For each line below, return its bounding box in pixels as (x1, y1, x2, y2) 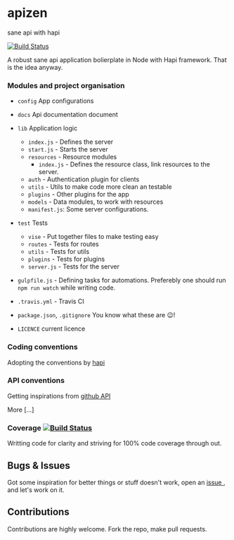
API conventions (7, 376, 65, 386)
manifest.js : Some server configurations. (27, 205, 149, 214)
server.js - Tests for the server (27, 262, 120, 271)
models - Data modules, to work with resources (27, 197, 164, 206)
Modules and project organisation (7, 80, 125, 90)
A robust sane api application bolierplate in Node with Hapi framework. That (7, 55, 227, 64)
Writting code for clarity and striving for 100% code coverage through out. (7, 439, 222, 448)
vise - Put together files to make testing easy (27, 233, 160, 241)
